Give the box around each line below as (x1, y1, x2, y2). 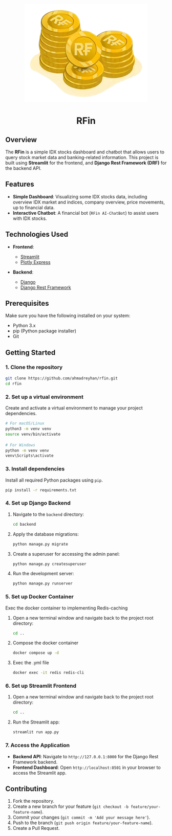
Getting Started (5, 348, 56, 357)
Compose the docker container (12, 640, 79, 646)
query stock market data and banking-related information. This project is (5, 154, 159, 160)
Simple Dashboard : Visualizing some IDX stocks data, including (12, 193, 147, 199)
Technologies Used (5, 230, 68, 239)
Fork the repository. (12, 798, 55, 804)
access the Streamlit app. (12, 770, 67, 776)
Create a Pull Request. (12, 825, 60, 831)
